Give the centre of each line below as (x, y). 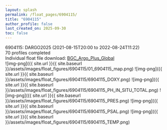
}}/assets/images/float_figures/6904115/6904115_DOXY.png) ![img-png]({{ (82, 79)
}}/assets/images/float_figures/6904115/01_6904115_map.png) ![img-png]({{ (84, 69)
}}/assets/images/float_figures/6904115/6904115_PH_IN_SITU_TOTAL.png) (82, 90)
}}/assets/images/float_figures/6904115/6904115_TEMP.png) (68, 122)
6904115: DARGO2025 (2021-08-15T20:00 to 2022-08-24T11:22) (72, 47)
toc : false (17, 33)
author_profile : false (29, 24)
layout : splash (21, 10)
